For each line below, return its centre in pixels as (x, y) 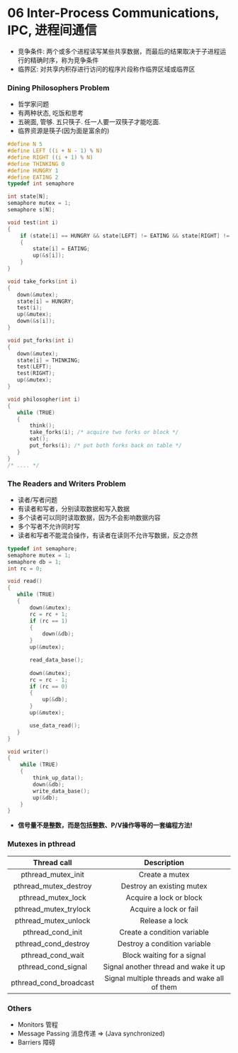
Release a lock (164, 920)
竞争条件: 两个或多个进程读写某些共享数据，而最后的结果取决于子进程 (119, 51)
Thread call (52, 862)
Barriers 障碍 (36, 1042)
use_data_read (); (55, 725)
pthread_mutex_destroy (52, 886)
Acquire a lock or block (164, 897)
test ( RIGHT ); (36, 374)
